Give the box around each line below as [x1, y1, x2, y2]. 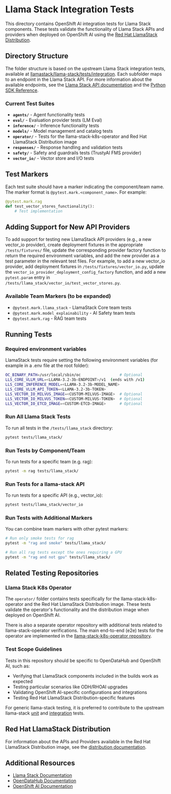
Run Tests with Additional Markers [5, 514, 93, 521]
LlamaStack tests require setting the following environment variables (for [5, 357, 158, 363]
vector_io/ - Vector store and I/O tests [12, 155, 94, 161]
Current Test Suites [5, 100, 55, 107]
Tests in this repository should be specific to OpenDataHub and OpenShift [5, 657, 161, 663]
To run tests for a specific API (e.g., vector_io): [5, 492, 103, 498]
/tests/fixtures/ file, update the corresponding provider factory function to [5, 247, 166, 253]
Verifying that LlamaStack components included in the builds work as [12, 673, 159, 679]
